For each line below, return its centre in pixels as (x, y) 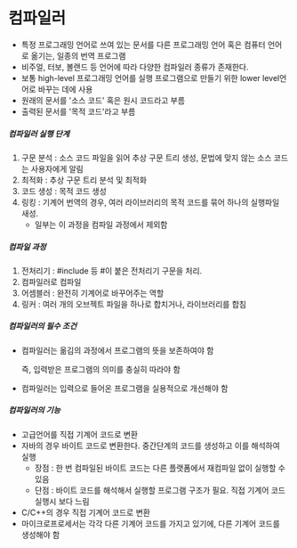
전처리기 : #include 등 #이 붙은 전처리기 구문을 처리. (112, 270)
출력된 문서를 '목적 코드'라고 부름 (78, 111)
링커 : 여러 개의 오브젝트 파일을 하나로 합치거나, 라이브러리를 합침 (133, 304)
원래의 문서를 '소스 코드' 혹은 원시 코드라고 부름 (103, 100)
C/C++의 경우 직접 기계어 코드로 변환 (85, 512)
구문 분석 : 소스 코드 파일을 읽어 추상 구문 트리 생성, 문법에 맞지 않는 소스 (146, 158)
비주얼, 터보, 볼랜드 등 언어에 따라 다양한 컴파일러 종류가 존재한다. (135, 67)
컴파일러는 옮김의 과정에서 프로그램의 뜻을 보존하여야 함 (117, 350)
